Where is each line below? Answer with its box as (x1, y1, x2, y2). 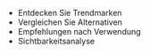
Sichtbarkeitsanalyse (17, 35, 96, 46)
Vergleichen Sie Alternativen (17, 17, 123, 27)
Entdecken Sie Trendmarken (17, 8, 122, 18)
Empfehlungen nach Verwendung (17, 27, 141, 36)
